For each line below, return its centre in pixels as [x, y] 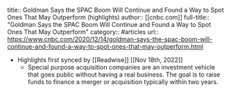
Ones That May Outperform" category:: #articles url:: [83, 32]
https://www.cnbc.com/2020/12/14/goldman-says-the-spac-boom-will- [110, 39]
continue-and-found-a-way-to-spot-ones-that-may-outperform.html [105, 46]
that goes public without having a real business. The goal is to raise [124, 74]
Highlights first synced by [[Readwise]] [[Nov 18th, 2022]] [100, 60]
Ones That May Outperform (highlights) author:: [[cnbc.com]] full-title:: [109, 17]
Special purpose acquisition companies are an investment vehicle [121, 67]
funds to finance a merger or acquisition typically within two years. [123, 82]
